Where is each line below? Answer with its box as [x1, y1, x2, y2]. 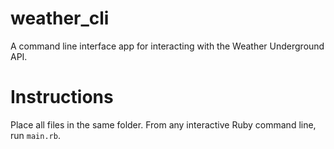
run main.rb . [10, 129, 61, 141]
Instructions [10, 86, 114, 109]
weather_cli [10, 7, 110, 30]
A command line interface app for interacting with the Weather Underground [10, 40, 325, 52]
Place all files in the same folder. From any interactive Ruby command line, [10, 118, 317, 131]
